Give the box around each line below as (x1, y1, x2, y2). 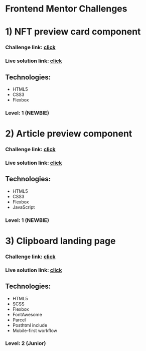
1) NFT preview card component (5, 26, 141, 38)
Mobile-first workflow (12, 327, 58, 333)
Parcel (12, 317, 26, 323)
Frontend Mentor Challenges (5, 3, 127, 15)
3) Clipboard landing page (5, 235, 116, 247)
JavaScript (12, 204, 35, 210)
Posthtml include (12, 322, 48, 328)
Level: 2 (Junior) (5, 340, 46, 347)
